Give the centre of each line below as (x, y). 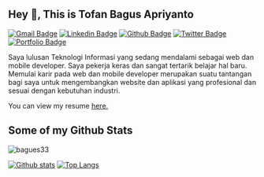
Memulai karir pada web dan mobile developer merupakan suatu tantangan (130, 74)
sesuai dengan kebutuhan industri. (64, 90)
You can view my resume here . (58, 105)
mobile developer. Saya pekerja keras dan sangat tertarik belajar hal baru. (128, 65)
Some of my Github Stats (71, 131)
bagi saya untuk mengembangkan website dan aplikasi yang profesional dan (132, 82)
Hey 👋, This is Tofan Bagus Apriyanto (101, 15)
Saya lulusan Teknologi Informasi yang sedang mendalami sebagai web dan (131, 57)
